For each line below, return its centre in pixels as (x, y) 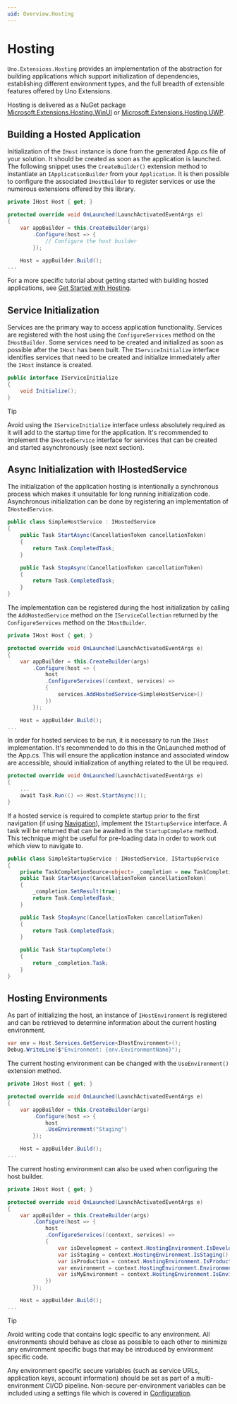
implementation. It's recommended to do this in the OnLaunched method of (117, 748)
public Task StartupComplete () (66, 950)
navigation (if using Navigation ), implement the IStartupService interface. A (117, 823)
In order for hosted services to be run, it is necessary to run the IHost (108, 741)
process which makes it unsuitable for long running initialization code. (109, 494)
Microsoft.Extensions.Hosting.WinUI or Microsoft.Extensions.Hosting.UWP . (116, 112)
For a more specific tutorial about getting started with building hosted (108, 281)
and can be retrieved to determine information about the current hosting (112, 1023)
